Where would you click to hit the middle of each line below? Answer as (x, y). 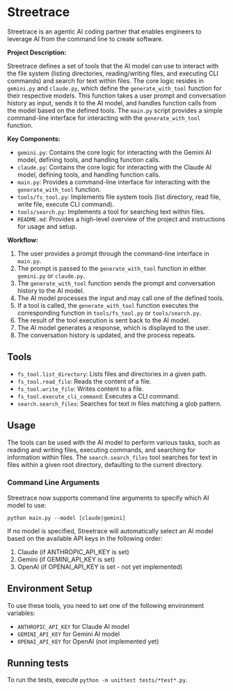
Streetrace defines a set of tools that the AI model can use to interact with (113, 66)
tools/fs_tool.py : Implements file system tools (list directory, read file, (119, 197)
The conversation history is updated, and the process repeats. (106, 335)
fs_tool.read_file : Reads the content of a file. (84, 381)
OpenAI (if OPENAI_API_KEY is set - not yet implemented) (100, 567)
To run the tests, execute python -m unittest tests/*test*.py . (97, 680)
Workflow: (23, 240)
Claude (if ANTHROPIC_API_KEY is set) (73, 551)
